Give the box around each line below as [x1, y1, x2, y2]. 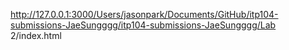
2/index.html [10, 30, 62, 41]
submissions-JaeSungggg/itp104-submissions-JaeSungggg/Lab [10, 19, 277, 31]
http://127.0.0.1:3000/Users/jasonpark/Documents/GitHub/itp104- [10, 9, 279, 20]
